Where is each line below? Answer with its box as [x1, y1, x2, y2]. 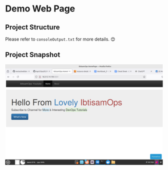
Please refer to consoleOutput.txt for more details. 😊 [5, 36, 115, 42]
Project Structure [5, 23, 60, 31]
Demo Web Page [5, 3, 75, 14]
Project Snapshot [5, 50, 60, 59]
